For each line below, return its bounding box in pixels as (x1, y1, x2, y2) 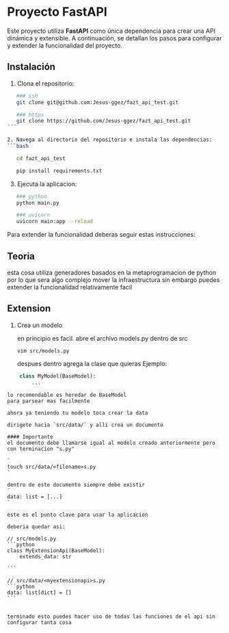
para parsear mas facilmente (7, 398, 90, 404)
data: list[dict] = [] (7, 589, 72, 596)
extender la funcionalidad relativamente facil (7, 283, 133, 291)
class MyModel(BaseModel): (19, 372, 96, 380)
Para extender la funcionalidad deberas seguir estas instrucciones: (7, 231, 196, 239)
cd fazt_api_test (16, 155, 66, 162)
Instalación (7, 61, 56, 73)
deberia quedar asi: (7, 523, 66, 530)
